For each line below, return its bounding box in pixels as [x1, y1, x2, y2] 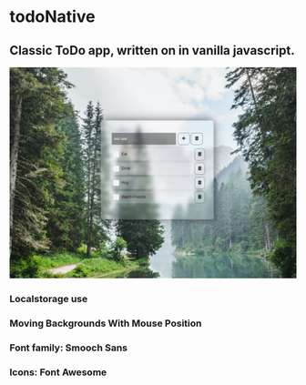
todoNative [9, 6, 96, 27]
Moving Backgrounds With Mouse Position [9, 317, 202, 329]
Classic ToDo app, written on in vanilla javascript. [9, 43, 295, 58]
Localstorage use [9, 293, 88, 306]
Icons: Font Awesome [9, 366, 107, 379]
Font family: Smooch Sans [9, 341, 128, 354]
